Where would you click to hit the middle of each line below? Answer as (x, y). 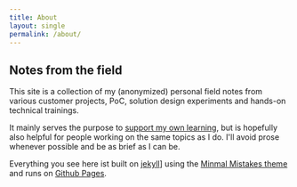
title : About (33, 17)
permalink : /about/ (45, 34)
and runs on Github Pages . (58, 174)
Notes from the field (66, 70)
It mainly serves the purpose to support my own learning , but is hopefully (144, 128)
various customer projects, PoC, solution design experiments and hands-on (148, 101)
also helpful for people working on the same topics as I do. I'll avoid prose (144, 137)
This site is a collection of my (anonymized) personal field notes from (136, 92)
